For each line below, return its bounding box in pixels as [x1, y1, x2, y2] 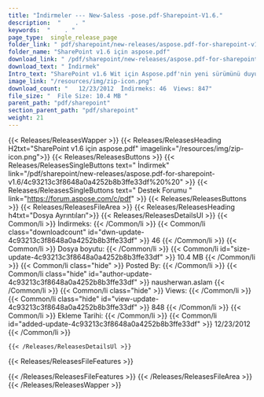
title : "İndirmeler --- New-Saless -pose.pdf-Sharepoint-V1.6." [8, 11, 223, 20]
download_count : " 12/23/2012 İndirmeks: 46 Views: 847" [8, 84, 213, 93]
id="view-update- [101, 294, 159, 303]
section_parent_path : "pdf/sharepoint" [8, 107, 139, 115]
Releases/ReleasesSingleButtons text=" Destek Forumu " [8, 186, 192, 195]
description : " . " [8, 19, 86, 27]
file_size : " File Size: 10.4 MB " [8, 92, 128, 100]
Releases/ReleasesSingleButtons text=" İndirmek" [8, 160, 170, 170]
